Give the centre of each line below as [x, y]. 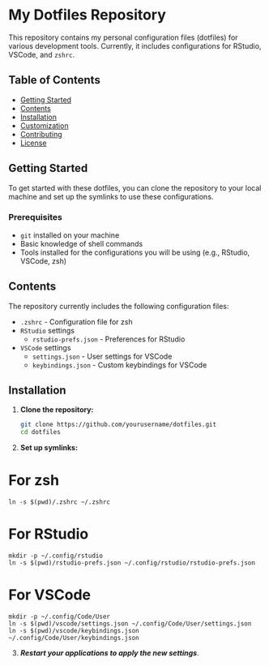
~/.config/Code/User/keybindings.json [74, 638]
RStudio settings [47, 330]
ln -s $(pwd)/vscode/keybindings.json [74, 631]
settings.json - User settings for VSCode [102, 356]
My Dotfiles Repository [87, 15]
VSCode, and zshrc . [42, 54]
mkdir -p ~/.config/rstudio [56, 556]
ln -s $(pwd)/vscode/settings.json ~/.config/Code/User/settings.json [130, 624]
